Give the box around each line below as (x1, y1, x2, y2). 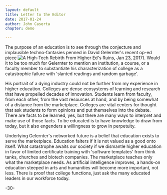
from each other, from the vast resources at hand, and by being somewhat (5, 96, 158, 103)
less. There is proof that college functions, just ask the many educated (5, 170, 150, 176)
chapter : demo (5, 26, 35, 31)
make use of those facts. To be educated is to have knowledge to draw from (5, 118, 162, 124)
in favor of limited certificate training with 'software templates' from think (5, 149, 156, 155)
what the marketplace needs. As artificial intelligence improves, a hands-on (5, 159, 161, 165)
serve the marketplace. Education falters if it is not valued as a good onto (5, 138, 156, 144)
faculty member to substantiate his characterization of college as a (5, 66, 143, 72)
